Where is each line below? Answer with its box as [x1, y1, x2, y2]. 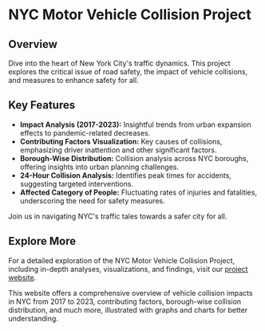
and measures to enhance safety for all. [8, 76, 139, 85]
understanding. [8, 313, 58, 323]
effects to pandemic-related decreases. [19, 128, 151, 137]
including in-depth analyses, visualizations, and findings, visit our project [8, 264, 248, 274]
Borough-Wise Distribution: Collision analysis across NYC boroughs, [19, 153, 249, 163]
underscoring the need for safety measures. [19, 195, 165, 205]
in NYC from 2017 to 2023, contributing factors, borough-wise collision [8, 297, 242, 306]
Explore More [8, 234, 77, 248]
